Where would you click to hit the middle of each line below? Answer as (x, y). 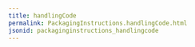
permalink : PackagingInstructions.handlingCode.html (98, 23)
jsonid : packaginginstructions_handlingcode (84, 30)
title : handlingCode (43, 16)
